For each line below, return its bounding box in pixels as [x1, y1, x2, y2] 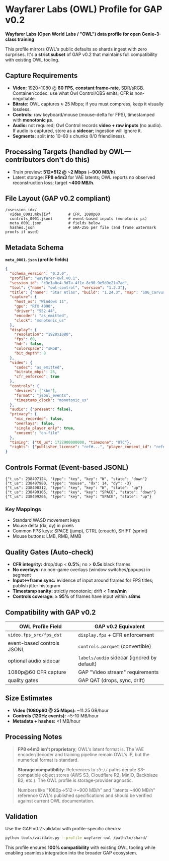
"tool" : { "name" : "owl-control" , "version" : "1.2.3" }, [10, 285, 127, 290]
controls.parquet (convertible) [77, 643, 152, 650]
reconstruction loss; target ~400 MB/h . [12, 179, 95, 186]
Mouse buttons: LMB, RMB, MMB [12, 533, 81, 539]
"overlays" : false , [14, 421, 55, 426]
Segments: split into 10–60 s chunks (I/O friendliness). [12, 133, 126, 139]
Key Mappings [5, 506, 41, 513]
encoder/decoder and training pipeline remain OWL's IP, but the [17, 751, 150, 757]
